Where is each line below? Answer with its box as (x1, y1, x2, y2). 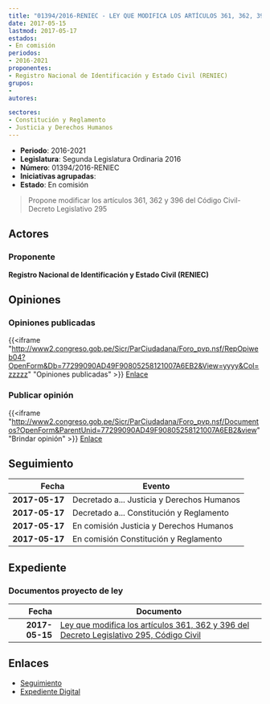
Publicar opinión (8, 389, 74, 401)
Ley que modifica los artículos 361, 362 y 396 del (59, 620, 250, 631)
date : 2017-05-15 (8, 19, 67, 27)
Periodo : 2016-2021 (19, 146, 86, 155)
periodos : (8, 49, 42, 57)
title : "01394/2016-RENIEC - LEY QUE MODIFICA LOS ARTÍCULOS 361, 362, (8, 11, 253, 20)
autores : (8, 94, 38, 102)
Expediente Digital (19, 686, 80, 696)
